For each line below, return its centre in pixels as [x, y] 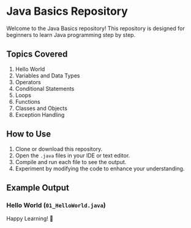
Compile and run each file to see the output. [71, 162]
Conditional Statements [45, 88]
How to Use [29, 134]
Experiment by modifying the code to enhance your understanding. [100, 168]
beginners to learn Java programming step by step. [71, 34]
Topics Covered [37, 54]
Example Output [38, 188]
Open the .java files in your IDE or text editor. [73, 155]
